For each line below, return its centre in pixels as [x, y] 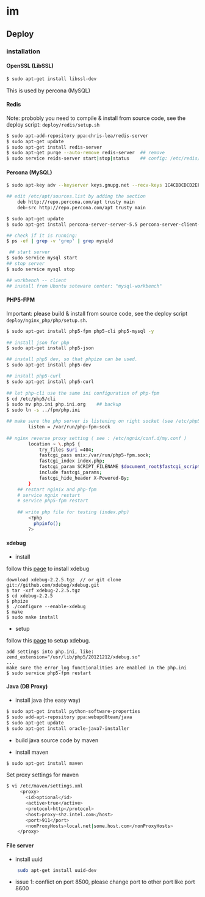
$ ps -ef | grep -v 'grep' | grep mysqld [60, 241]
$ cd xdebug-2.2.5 [30, 596]
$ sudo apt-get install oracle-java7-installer [68, 728]
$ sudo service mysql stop [41, 269]
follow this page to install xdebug [48, 568]
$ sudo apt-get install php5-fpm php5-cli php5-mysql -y [80, 331]
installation [23, 51]
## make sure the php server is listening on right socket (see [90, 421]
